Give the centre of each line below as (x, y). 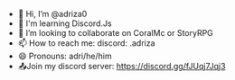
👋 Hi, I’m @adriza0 (52, 14)
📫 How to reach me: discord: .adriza (86, 43)
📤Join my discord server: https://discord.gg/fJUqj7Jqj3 (122, 66)
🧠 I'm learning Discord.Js (65, 23)
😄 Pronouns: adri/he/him (65, 56)
